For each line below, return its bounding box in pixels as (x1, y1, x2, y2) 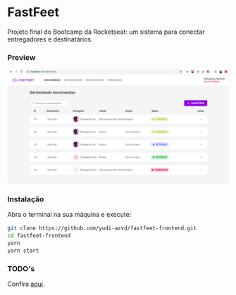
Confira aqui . (7, 280, 45, 289)
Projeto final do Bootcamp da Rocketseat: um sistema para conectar (7, 27, 206, 36)
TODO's (7, 263, 35, 273)
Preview (7, 52, 36, 62)
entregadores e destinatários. (7, 34, 93, 43)
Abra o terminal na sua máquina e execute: (7, 211, 132, 219)
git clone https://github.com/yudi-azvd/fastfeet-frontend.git (7, 225, 197, 232)
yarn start (7, 247, 39, 254)
